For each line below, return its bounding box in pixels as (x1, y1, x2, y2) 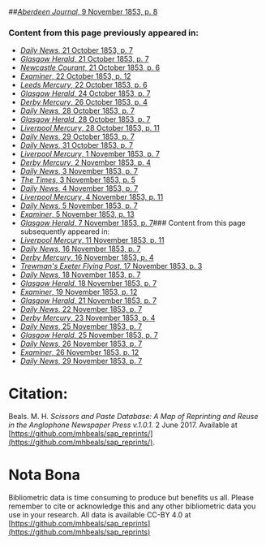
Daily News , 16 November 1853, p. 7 (19, 244, 141, 254)
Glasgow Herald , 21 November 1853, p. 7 (19, 296, 157, 305)
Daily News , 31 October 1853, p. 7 (19, 141, 134, 150)
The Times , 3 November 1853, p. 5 (19, 175, 136, 185)
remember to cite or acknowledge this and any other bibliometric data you (8, 501, 256, 511)
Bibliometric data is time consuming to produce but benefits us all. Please (8, 493, 254, 503)
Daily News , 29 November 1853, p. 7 (19, 357, 143, 366)
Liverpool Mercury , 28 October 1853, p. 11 (19, 123, 160, 133)
